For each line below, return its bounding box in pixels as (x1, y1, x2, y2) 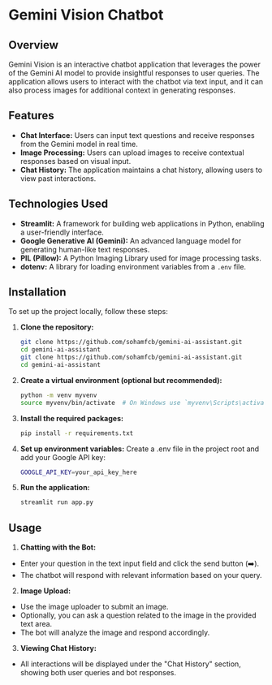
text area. (19, 619, 53, 629)
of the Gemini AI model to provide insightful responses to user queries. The (8, 68, 260, 78)
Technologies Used (8, 197, 108, 211)
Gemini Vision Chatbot (8, 6, 164, 24)
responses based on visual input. (19, 156, 132, 166)
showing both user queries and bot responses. (19, 668, 177, 678)
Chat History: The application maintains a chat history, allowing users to (19, 165, 262, 174)
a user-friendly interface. (19, 227, 104, 237)
